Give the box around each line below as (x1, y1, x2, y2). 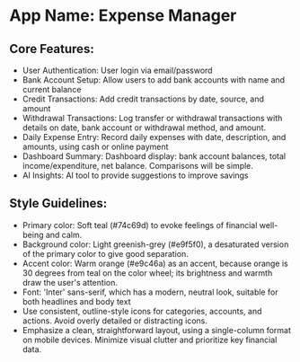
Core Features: (9, 41, 94, 57)
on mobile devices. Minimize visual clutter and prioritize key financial (22, 334, 278, 345)
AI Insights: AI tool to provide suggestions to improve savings (22, 170, 249, 181)
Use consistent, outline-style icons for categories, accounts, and (22, 305, 262, 316)
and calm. (45, 229, 83, 240)
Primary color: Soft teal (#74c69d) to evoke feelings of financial (22, 219, 258, 230)
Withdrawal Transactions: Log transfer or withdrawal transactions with (22, 113, 283, 123)
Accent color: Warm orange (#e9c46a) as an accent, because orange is (22, 258, 289, 269)
